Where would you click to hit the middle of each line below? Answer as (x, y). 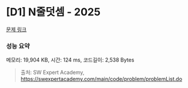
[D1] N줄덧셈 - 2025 (53, 12)
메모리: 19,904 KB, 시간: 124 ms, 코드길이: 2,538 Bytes (70, 60)
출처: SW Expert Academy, (52, 72)
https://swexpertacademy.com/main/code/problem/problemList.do (101, 79)
